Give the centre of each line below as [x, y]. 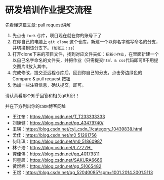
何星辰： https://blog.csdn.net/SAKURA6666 [57, 160]
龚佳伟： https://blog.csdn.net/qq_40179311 [56, 154]
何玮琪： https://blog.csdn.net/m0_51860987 [57, 141]
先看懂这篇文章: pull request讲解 [38, 25]
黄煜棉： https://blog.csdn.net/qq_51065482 [57, 166]
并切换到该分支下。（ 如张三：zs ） [45, 48]
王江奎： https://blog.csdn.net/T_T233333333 [59, 117]
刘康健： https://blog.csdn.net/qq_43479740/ [58, 122]
